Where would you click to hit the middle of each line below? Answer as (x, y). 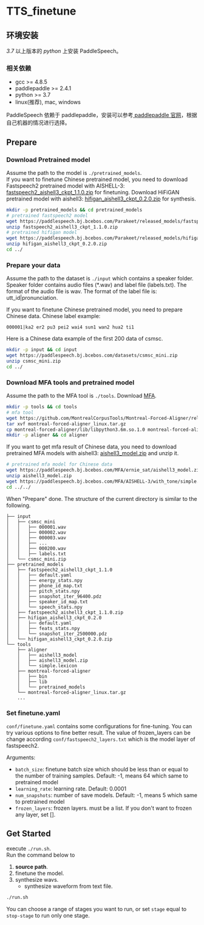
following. (19, 505)
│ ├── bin (32, 676)
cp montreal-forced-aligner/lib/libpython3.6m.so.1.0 (76, 430)
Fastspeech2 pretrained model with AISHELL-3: (66, 186)
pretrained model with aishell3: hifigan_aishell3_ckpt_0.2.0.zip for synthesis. (101, 199)
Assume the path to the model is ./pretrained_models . (74, 172)
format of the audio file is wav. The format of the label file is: (82, 291)
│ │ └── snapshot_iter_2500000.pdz (57, 634)
